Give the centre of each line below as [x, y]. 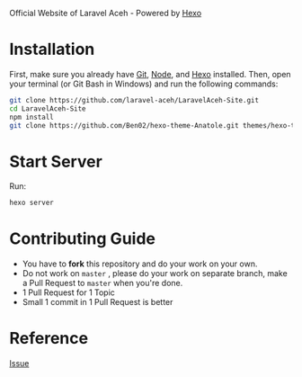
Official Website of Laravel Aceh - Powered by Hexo [106, 13]
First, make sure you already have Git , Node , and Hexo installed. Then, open [150, 74]
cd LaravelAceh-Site [48, 108]
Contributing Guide [82, 239]
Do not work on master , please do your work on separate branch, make [155, 274]
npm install [31, 117]
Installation [52, 49]
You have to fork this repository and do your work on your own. [140, 264]
